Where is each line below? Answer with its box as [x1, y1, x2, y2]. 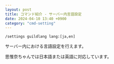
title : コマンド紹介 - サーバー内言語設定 [5, 12, 82, 17]
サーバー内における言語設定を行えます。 [5, 43, 87, 49]
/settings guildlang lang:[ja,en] [5, 34, 76, 39]
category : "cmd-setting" [5, 21, 56, 26]
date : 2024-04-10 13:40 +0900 [5, 16, 67, 21]
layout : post [5, 7, 32, 12]
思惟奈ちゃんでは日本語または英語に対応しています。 [5, 54, 112, 60]
